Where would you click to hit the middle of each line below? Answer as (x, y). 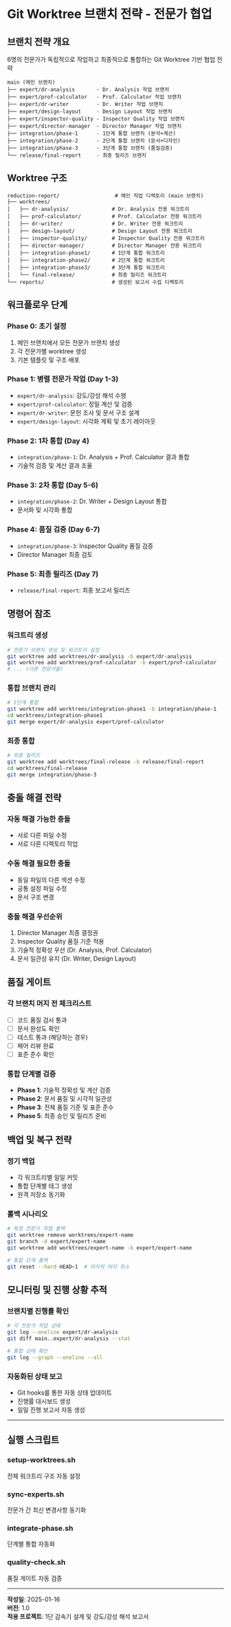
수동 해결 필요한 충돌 (39, 864)
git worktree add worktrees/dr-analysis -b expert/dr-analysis (100, 656)
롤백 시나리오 (27, 1214)
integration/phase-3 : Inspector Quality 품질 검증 (85, 546)
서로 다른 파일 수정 (42, 836)
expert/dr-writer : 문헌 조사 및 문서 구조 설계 (78, 413)
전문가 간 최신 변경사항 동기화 (47, 1509)
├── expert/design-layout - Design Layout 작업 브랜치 (90, 111)
